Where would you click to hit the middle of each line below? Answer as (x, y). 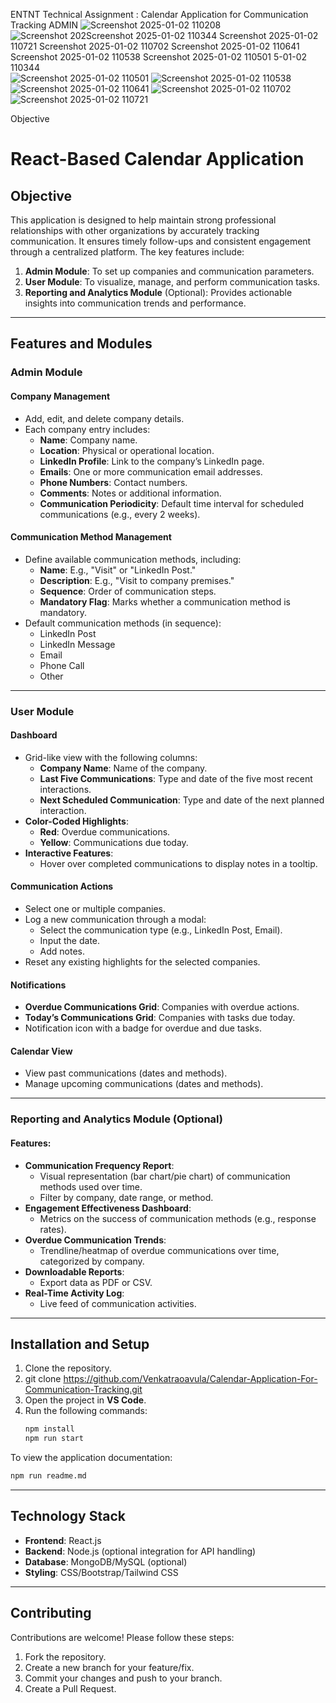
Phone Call (62, 665)
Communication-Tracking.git (83, 1390)
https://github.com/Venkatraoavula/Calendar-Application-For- (190, 1379)
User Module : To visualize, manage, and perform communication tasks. (172, 282)
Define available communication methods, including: (133, 559)
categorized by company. (92, 1261)
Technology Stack (68, 1516)
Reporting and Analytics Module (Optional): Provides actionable (158, 292)
